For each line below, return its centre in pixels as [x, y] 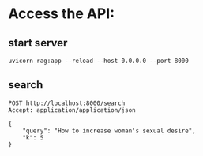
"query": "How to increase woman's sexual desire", [109, 131]
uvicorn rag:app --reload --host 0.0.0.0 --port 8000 [99, 61]
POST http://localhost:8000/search [67, 103]
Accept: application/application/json [72, 110]
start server [38, 43]
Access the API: [62, 14]
